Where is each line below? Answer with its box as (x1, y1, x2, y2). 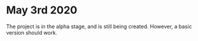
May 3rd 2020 (6, 4, 78, 17)
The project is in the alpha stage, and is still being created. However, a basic (6, 23, 192, 30)
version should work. (6, 29, 58, 36)
